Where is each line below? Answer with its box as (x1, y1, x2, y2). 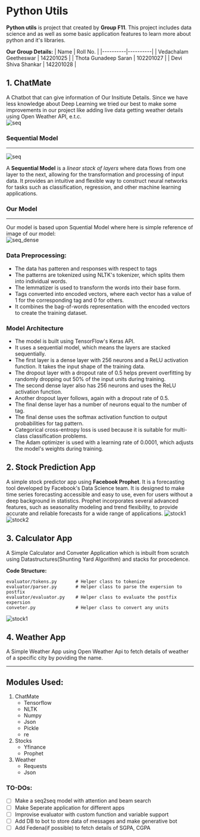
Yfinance (23, 744, 46, 751)
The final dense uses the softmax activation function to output (14, 413, 168, 420)
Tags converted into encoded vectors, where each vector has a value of (14, 290, 192, 297)
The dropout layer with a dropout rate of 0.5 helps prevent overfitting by (14, 369, 192, 376)
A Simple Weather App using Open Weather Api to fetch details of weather (6, 648, 189, 655)
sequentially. (14, 350, 46, 357)
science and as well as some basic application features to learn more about (6, 30, 192, 37)
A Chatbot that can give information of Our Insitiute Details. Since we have (6, 93, 189, 101)
